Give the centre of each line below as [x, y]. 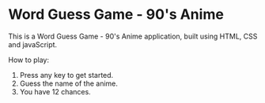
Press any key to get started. [66, 75]
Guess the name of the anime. [69, 83]
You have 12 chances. [55, 91]
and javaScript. [33, 44]
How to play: [29, 60]
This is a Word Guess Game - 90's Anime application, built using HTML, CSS [133, 36]
